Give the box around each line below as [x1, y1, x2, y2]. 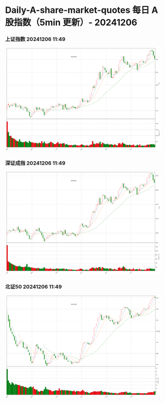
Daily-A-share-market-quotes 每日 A [5, 4, 159, 16]
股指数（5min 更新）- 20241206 [5, 17, 137, 28]
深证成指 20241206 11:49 [5, 159, 66, 166]
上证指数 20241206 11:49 [5, 36, 66, 43]
